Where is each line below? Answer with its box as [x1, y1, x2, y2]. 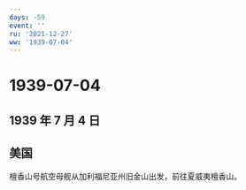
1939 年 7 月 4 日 [9, 112, 101, 128]
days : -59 [9, 12, 46, 22]
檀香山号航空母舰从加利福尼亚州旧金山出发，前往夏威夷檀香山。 [9, 171, 242, 181]
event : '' [9, 21, 46, 30]
